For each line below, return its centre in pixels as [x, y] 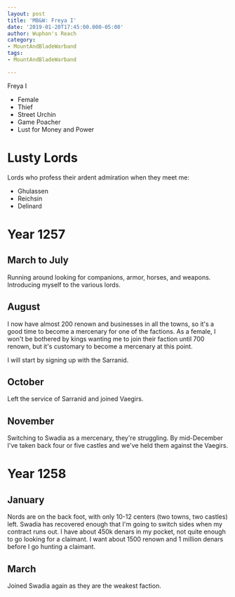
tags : [15, 54]
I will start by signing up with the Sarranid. [68, 360]
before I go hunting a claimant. [52, 547]
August [24, 307]
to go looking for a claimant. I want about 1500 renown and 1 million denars [115, 539]
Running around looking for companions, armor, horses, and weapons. [109, 277]
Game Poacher [39, 122]
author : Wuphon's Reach [42, 33]
